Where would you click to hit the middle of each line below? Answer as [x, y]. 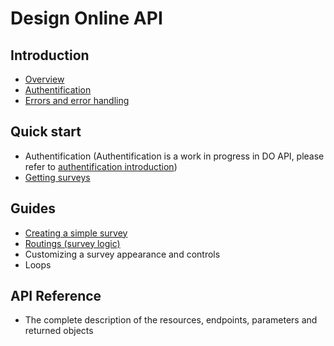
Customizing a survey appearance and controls [122, 254]
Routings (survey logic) [72, 243]
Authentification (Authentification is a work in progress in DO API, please [174, 156]
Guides [33, 208]
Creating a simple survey [76, 233]
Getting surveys [57, 177]
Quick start [46, 132]
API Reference [56, 296]
